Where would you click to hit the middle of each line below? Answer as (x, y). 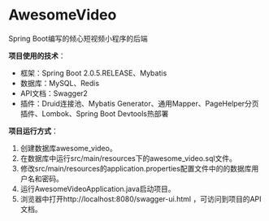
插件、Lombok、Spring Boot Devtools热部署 (94, 113)
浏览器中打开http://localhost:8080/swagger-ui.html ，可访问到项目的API (141, 199)
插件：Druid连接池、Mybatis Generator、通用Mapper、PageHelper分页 (139, 103)
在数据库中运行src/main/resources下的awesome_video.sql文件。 (128, 158)
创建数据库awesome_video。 (68, 148)
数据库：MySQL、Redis (60, 83)
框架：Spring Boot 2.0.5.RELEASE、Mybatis (93, 73)
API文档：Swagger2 (54, 93)
